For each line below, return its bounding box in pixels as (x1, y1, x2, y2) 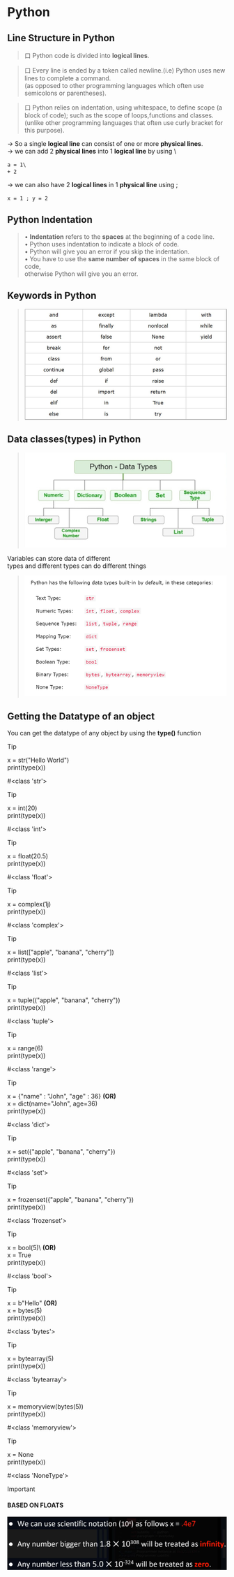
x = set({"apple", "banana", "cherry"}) (7, 1147, 116, 1156)
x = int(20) (7, 804, 38, 812)
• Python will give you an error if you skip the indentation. (24, 247, 190, 256)
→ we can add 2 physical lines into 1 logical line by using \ (7, 147, 176, 155)
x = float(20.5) (7, 852, 49, 860)
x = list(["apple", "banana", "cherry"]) (7, 948, 114, 957)
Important (7, 1485, 36, 1493)
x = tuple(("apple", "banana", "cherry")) (7, 996, 120, 1004)
